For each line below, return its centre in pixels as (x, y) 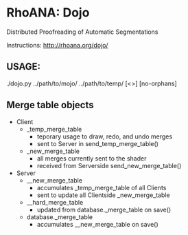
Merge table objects (50, 105)
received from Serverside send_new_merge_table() (109, 165)
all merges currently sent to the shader (92, 158)
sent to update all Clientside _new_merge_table (103, 195)
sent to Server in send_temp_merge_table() (98, 143)
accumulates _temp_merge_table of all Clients (102, 187)
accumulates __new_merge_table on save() (97, 224)
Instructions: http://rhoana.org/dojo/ (57, 45)
